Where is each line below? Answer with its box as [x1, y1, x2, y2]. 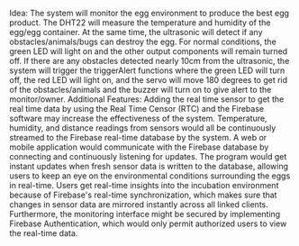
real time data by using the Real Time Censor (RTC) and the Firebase [9, 104, 264, 114]
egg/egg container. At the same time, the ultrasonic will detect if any [9, 27, 263, 37]
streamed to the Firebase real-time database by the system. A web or [9, 132, 267, 142]
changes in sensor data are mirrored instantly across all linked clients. [9, 199, 268, 210]
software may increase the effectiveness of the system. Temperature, [9, 113, 267, 123]
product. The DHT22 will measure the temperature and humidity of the [9, 17, 271, 28]
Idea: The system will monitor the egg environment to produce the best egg [9, 8, 290, 18]
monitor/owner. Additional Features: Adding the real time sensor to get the [9, 94, 285, 105]
